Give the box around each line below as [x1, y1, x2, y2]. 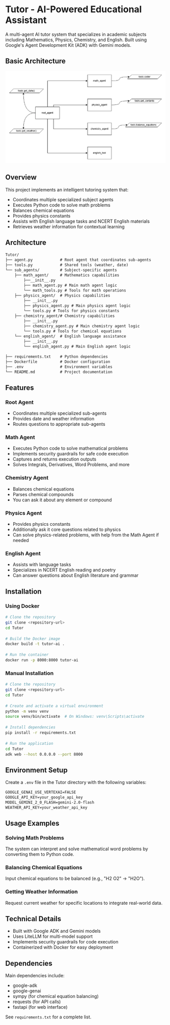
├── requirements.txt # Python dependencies [5, 354, 108, 360]
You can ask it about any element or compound [12, 497, 112, 503]
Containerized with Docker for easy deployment [12, 944, 114, 951]
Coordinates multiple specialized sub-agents [12, 410, 107, 416]
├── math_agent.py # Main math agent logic [23, 283, 117, 288]
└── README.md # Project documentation [5, 369, 113, 375]
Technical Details [5, 914, 62, 923]
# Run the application [5, 741, 53, 746]
